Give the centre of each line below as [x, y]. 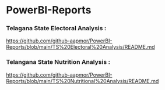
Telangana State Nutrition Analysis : [58, 62]
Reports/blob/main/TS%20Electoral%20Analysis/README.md [81, 47]
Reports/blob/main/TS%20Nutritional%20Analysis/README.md [82, 81]
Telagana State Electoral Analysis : [56, 28]
